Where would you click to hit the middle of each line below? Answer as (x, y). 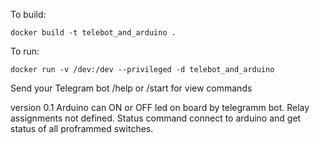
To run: (25, 51)
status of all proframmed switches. (82, 128)
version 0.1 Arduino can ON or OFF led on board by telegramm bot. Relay (160, 107)
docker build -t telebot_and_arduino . (93, 33)
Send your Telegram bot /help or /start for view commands (131, 88)
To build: (28, 14)
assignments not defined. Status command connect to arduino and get (156, 118)
